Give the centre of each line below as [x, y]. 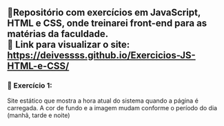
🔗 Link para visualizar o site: [69, 45]
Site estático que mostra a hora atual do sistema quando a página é [103, 101]
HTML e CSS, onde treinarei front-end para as [107, 24]
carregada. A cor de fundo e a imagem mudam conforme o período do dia [112, 108]
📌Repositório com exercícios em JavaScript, [104, 13]
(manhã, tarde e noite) [39, 115]
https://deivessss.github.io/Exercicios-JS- [102, 55]
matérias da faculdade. [58, 34]
